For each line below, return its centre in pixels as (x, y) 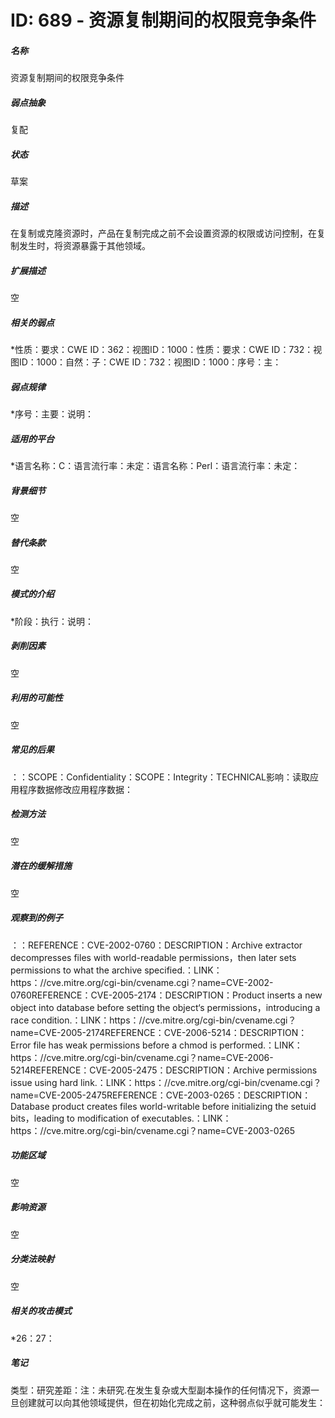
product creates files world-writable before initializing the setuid (184, 1106)
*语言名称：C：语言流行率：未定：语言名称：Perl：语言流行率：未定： (155, 465)
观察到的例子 (36, 918)
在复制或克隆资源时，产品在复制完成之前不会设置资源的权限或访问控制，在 (163, 233)
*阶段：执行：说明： (52, 621)
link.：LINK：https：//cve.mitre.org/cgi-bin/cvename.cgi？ (201, 1082)
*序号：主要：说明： (52, 413)
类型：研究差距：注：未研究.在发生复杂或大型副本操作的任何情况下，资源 (161, 1390)
